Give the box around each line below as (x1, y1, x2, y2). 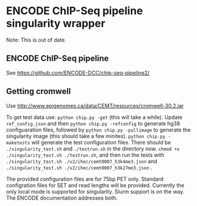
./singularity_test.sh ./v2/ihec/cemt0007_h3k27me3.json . (6, 164, 153, 171)
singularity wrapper (6, 17, 105, 30)
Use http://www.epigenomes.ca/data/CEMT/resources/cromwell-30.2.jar (6, 102, 184, 109)
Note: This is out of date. (6, 36, 67, 43)
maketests (6, 140, 31, 146)
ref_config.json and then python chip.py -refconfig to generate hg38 (6, 120, 180, 127)
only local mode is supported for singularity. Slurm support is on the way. (6, 188, 185, 195)
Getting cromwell (6, 86, 71, 96)
